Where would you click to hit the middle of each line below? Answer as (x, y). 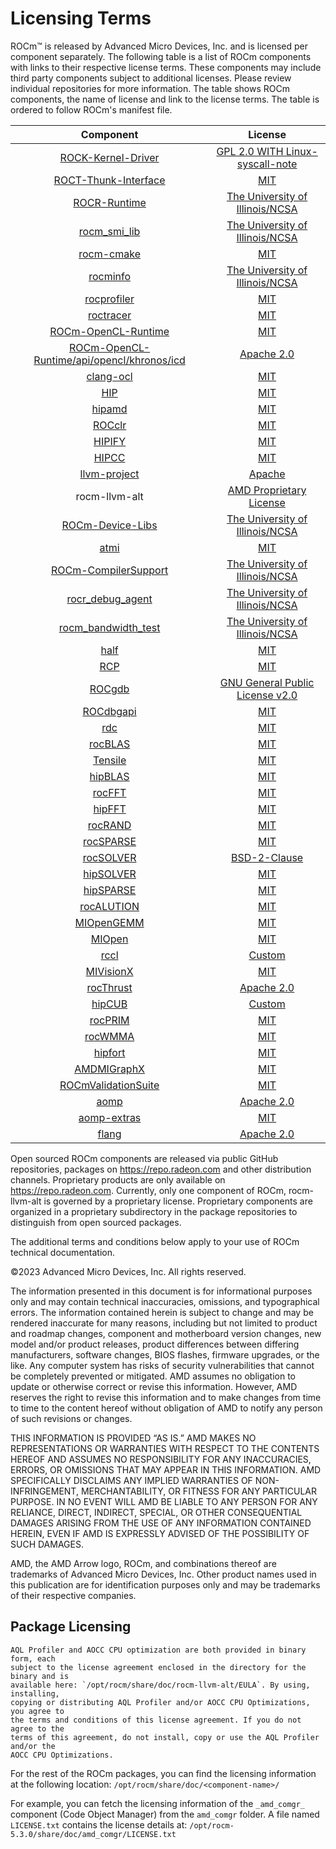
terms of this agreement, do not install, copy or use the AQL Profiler (165, 1737)
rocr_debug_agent (109, 599)
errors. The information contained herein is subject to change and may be (162, 1312)
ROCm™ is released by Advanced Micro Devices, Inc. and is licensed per (159, 46)
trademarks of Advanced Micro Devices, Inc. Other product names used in (163, 1574)
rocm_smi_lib (109, 231)
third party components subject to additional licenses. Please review (151, 78)
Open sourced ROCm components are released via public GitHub (144, 1158)
